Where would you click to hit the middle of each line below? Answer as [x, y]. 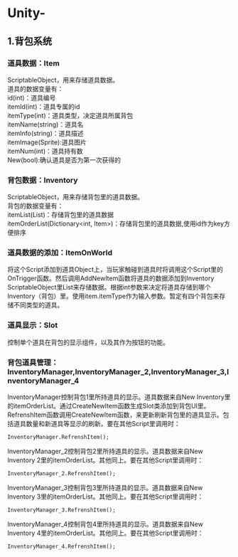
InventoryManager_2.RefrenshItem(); [61, 474]
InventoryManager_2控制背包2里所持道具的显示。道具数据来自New [106, 451]
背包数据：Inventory [43, 180]
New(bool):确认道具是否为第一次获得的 [64, 160]
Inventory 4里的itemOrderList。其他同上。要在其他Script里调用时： [106, 533]
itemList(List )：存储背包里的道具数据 [61, 215]
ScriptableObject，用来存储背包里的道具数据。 [76, 197]
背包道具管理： [33, 362]
